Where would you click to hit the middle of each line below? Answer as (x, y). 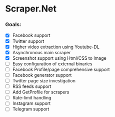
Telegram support (31, 109)
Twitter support (28, 41)
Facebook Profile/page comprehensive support (61, 69)
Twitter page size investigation (44, 80)
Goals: (13, 25)
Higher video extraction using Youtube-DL (56, 47)
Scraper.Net (31, 9)
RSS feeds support (32, 86)
